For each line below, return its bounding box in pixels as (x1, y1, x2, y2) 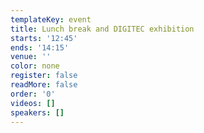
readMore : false (10, 80, 78, 90)
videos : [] (10, 98, 56, 108)
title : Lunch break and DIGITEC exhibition (10, 24, 195, 34)
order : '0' (10, 89, 56, 99)
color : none (10, 61, 60, 71)
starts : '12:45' (10, 33, 78, 43)
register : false (10, 71, 78, 81)
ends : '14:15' (10, 42, 70, 53)
